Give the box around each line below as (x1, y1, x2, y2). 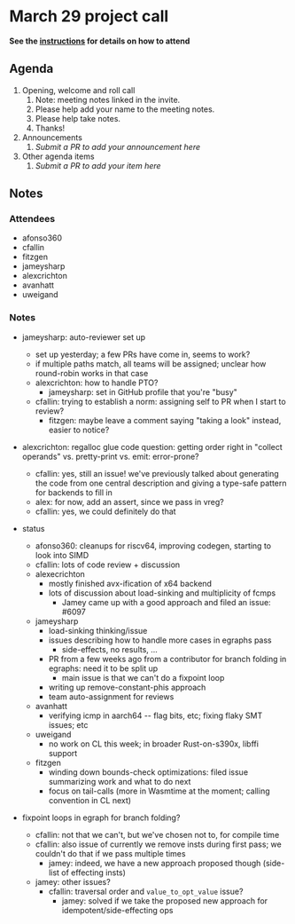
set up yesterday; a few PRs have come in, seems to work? (35, 349, 251, 359)
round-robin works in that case (35, 367, 149, 378)
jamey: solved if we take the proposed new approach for (61, 895, 268, 906)
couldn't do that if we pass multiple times (35, 848, 186, 858)
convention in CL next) (48, 794, 131, 805)
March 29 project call (9, 6, 169, 27)
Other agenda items (21, 151, 95, 162)
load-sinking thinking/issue (48, 625, 148, 636)
